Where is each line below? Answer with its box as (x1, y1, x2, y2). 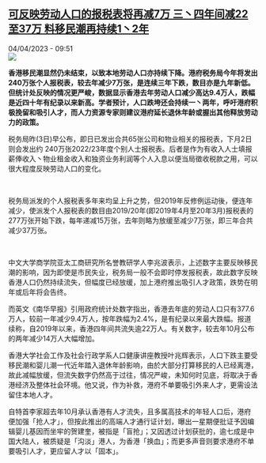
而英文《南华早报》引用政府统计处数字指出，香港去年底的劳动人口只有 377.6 (8, 303, 255, 314)
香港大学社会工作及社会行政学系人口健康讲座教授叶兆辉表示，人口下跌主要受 (8, 350, 258, 359)
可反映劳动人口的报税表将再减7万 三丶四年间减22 (8, 7, 249, 21)
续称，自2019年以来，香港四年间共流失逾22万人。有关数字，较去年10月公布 (8, 323, 255, 333)
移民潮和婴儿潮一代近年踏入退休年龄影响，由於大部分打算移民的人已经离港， (8, 360, 258, 370)
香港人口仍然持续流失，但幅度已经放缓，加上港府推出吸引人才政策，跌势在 (8, 277, 251, 287)
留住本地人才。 (8, 390, 57, 399)
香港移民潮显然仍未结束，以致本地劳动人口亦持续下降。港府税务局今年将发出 (8, 68, 258, 77)
